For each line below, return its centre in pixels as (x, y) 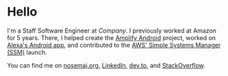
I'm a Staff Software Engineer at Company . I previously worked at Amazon (112, 31)
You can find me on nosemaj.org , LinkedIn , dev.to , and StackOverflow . (106, 65)
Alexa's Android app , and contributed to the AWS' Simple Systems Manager (114, 45)
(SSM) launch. (27, 52)
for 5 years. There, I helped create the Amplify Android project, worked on (112, 37)
